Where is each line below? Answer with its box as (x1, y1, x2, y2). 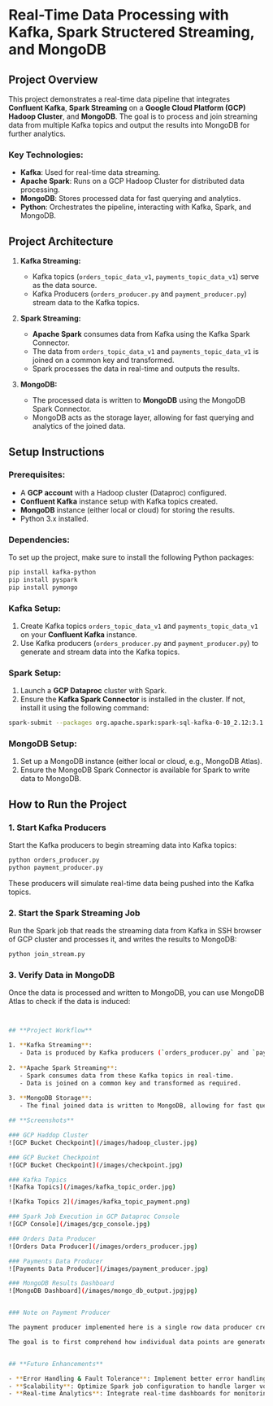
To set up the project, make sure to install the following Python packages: (8, 552, 254, 562)
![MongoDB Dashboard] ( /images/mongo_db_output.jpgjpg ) (8, 1287, 198, 1295)
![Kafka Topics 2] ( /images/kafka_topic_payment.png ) (8, 1198, 191, 1206)
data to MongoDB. (19, 774, 82, 784)
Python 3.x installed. (19, 513, 89, 523)
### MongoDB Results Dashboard (8, 1279, 115, 1287)
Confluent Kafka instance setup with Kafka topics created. (19, 496, 218, 506)
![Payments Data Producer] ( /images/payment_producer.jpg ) (8, 1264, 209, 1273)
